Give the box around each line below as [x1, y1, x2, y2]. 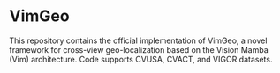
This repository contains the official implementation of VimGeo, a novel [9, 35, 268, 46]
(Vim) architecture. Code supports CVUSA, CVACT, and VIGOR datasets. [9, 54, 273, 64]
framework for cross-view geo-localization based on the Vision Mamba [9, 44, 269, 55]
